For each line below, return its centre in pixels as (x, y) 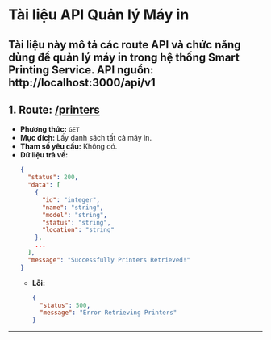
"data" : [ (44, 185)
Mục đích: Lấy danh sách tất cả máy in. (85, 138)
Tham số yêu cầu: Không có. (69, 146)
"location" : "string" (78, 230)
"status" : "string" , (76, 222)
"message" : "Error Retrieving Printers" (108, 313)
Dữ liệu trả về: (44, 155)
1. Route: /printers (54, 109)
